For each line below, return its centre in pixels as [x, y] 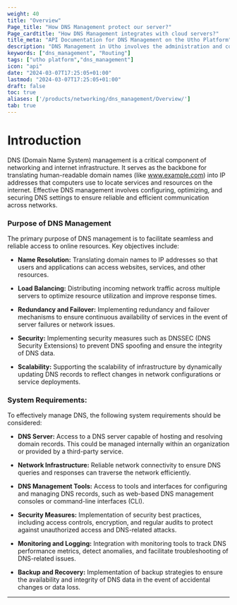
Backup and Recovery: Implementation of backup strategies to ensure [120, 573]
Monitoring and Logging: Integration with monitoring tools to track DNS [122, 544]
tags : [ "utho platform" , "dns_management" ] [71, 60]
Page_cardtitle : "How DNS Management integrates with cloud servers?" [113, 33]
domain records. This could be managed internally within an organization [123, 444]
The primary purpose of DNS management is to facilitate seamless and [110, 239]
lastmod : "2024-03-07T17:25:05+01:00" [64, 79]
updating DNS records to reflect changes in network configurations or [119, 374]
